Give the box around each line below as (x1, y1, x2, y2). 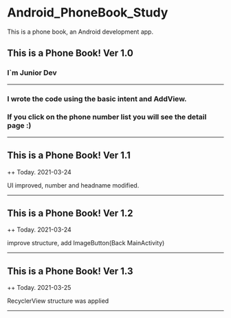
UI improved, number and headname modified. (7, 181, 140, 190)
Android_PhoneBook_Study (7, 5, 168, 21)
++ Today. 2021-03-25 (7, 284, 71, 292)
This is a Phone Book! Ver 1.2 (7, 207, 133, 219)
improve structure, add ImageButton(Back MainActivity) (7, 239, 165, 247)
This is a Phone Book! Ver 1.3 (7, 265, 133, 277)
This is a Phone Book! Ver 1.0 (7, 47, 134, 59)
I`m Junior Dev (7, 68, 57, 78)
